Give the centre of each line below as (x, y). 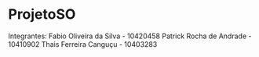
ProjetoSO (42, 14)
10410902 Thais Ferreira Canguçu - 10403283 (83, 44)
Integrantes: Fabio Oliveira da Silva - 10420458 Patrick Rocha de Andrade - (130, 36)
